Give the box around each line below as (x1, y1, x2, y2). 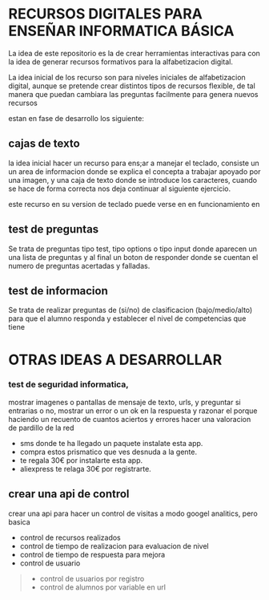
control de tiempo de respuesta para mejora (19, 549, 166, 559)
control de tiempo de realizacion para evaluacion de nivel (19, 541, 210, 550)
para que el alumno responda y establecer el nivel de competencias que (8, 314, 247, 323)
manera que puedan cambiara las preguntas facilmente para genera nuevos (8, 89, 259, 99)
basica (8, 517, 30, 526)
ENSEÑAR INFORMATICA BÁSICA (8, 22, 235, 40)
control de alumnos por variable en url (39, 582, 167, 592)
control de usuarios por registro (39, 574, 145, 583)
